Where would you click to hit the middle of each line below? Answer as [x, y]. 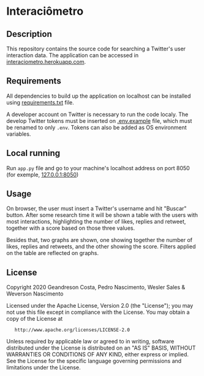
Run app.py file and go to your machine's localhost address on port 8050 [98, 168]
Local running [33, 153]
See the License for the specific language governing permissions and [94, 361]
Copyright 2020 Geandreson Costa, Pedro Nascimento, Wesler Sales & [96, 288]
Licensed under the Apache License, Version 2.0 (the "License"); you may [100, 306]
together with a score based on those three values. [71, 228]
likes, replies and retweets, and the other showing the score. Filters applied [101, 246]
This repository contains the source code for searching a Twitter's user [96, 49]
